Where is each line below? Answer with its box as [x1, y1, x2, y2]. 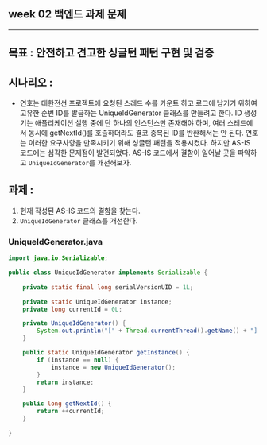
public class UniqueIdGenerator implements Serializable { [8, 269, 208, 277]
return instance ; [37, 378, 94, 386]
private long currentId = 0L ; [22, 305, 123, 313]
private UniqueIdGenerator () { [22, 319, 126, 327]
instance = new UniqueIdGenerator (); [50, 363, 176, 371]
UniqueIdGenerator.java [8, 236, 103, 247]
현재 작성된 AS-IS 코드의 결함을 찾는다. [19, 206, 141, 215]
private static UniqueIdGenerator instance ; [22, 297, 172, 306]
